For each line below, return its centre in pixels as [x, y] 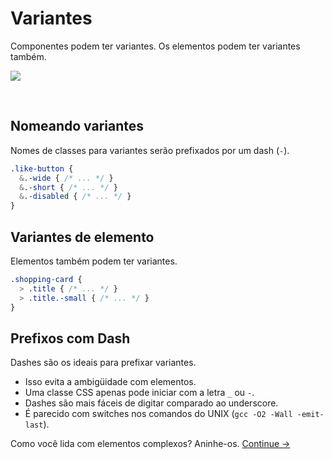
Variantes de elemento [82, 237]
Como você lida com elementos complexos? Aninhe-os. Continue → [150, 444]
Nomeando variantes [77, 126]
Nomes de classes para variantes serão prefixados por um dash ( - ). [150, 150]
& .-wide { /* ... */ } [66, 178]
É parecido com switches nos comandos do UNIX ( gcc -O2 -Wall [158, 414]
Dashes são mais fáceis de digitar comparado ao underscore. [151, 403]
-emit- [310, 415]
